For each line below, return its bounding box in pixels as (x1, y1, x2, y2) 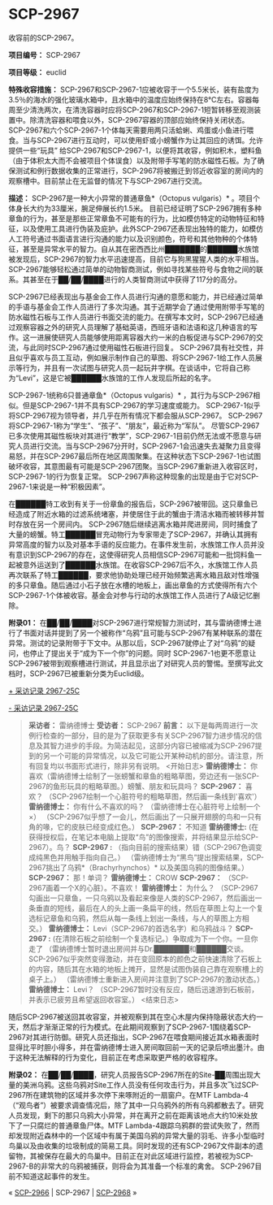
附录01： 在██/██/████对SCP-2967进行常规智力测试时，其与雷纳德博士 (8, 618, 255, 627)
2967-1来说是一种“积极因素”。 (8, 481, 110, 492)
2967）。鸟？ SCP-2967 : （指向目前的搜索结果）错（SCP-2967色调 (28, 842, 256, 852)
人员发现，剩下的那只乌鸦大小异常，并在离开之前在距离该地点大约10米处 (8, 1110, 251, 1120)
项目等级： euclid (8, 67, 67, 77)
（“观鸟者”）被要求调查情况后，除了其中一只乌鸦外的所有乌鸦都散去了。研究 (8, 1100, 264, 1110)
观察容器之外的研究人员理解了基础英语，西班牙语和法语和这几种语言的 (15, 322, 250, 332)
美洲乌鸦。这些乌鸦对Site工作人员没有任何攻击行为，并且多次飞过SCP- (22, 1080, 259, 1090)
